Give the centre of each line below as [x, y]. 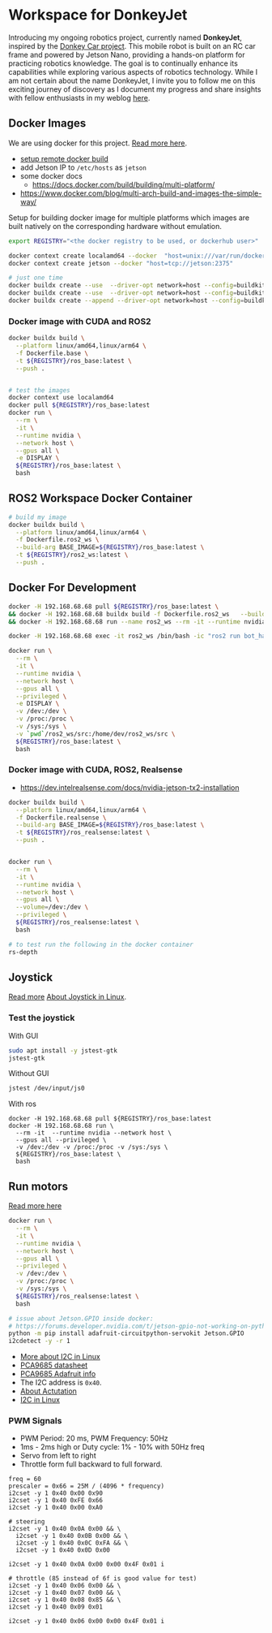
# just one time [36, 278]
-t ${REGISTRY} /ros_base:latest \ [74, 361]
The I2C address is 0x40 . [61, 1383]
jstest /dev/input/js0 [47, 1089]
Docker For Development [72, 588]
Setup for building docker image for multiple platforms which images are [129, 218]
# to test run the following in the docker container [101, 944]
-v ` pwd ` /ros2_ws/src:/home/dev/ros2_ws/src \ [96, 734]
